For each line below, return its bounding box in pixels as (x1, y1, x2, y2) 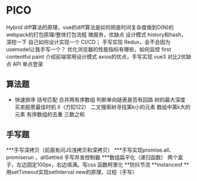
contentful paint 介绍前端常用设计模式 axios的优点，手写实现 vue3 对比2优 (6, 53, 186, 60)
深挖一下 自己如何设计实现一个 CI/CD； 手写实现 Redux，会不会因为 (6, 38, 171, 45)
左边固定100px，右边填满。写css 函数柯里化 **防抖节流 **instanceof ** (16, 161, 189, 168)
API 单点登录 (12, 60, 44, 68)
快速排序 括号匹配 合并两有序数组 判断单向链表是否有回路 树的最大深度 (14, 96, 186, 103)
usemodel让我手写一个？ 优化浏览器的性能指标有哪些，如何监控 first (6, 45, 172, 53)
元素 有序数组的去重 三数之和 (14, 110, 85, 118)
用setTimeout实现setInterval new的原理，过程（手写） (6, 168, 138, 175)
